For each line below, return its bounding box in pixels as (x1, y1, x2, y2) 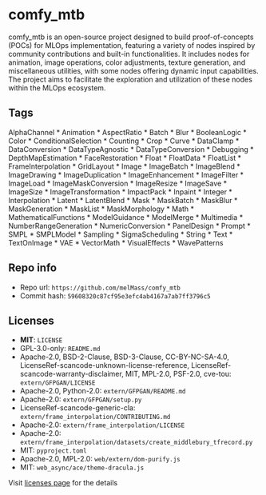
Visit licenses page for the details (8, 478, 118, 488)
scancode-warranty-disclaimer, (19, 369, 124, 379)
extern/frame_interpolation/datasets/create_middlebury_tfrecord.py (19, 438, 253, 447)
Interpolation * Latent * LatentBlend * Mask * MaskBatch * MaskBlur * (8, 195, 238, 205)
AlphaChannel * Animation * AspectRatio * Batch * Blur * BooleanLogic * (8, 127, 248, 137)
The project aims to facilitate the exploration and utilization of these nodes (8, 74, 253, 84)
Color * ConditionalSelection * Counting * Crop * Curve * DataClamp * (8, 136, 240, 146)
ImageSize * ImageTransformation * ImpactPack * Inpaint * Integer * (8, 186, 233, 197)
